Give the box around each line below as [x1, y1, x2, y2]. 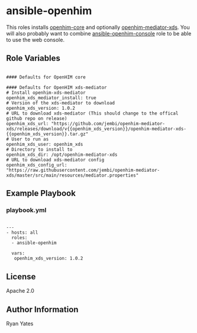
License [6, 272, 36, 282]
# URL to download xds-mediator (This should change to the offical [6, 110, 179, 116]
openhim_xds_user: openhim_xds [6, 141, 83, 147]
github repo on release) [6, 115, 67, 122]
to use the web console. [6, 36, 65, 43]
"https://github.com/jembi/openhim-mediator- [51, 120, 166, 126]
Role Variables [6, 53, 60, 63]
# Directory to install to [6, 146, 73, 152]
